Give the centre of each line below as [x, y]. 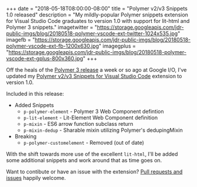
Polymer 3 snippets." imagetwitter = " [52, 27]
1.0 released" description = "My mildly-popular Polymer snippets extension [97, 15]
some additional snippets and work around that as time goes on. [84, 160]
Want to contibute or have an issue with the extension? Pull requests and [94, 172]
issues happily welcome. [36, 178]
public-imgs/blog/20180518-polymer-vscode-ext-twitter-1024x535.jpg [92, 34]
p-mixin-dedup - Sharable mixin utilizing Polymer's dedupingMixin [103, 130]
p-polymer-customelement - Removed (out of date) [84, 143]
